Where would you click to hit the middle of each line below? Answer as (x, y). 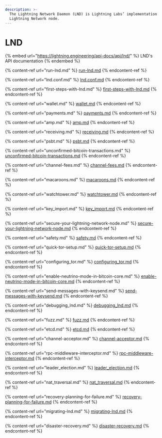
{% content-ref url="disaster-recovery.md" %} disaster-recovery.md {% (77, 426)
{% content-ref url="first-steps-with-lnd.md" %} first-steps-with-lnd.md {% (81, 89)
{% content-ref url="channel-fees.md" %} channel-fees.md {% (68, 165)
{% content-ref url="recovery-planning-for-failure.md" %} (63, 397)
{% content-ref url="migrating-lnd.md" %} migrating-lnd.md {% (69, 411)
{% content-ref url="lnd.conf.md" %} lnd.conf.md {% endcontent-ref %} (77, 80)
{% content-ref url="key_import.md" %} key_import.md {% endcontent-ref (79, 209)
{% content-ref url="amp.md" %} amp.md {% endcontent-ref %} (70, 123)
